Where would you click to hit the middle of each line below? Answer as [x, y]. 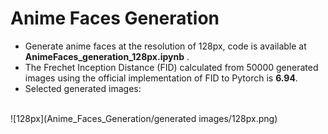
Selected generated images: [83, 88]
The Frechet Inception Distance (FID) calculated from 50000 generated [171, 67]
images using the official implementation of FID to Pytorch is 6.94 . [161, 78]
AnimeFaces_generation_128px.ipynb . [107, 56]
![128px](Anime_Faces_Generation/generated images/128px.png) [144, 118]
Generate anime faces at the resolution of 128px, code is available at [165, 46]
